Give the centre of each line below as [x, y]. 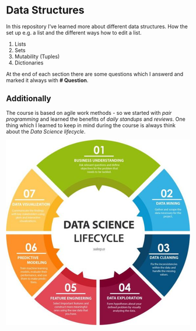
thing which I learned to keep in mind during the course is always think [91, 125]
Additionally [29, 99]
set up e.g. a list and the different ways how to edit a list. [74, 32]
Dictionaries [29, 63]
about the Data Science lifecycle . [46, 131]
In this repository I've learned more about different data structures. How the [97, 26]
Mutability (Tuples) [37, 56]
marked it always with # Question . [47, 80]
